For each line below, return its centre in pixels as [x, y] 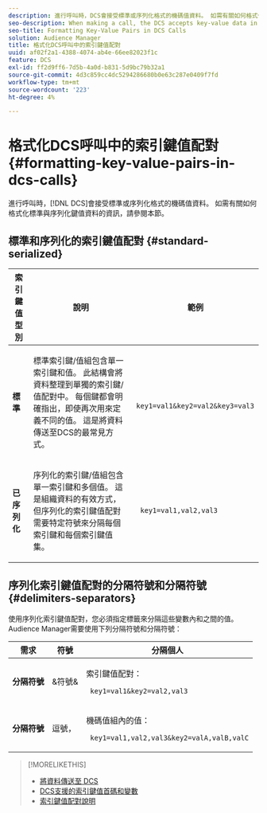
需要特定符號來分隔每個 [77, 523]
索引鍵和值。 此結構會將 [78, 373]
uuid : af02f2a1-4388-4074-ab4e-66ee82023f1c [83, 53]
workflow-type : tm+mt [44, 82]
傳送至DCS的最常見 [69, 432]
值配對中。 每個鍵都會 [74, 397]
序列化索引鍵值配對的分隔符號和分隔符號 [107, 586]
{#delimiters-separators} [72, 598]
